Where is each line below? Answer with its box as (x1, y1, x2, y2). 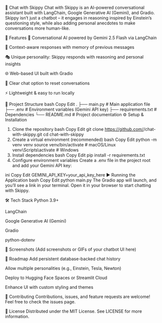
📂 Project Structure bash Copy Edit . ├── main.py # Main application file (5, 101, 150, 107)
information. (5, 314, 30, 319)
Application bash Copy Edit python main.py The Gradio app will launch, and (5, 177, 157, 183)
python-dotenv (5, 237, 35, 242)
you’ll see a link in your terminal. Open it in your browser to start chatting (5, 182, 151, 188)
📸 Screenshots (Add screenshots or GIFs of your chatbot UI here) (5, 246, 137, 252)
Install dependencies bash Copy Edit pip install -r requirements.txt (12, 152, 145, 158)
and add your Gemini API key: (12, 162, 72, 168)
